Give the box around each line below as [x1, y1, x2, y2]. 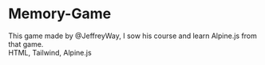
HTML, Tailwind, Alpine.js [8, 48, 92, 57]
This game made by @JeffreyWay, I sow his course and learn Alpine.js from [8, 31, 258, 40]
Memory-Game [8, 5, 112, 23]
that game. [8, 39, 44, 48]
